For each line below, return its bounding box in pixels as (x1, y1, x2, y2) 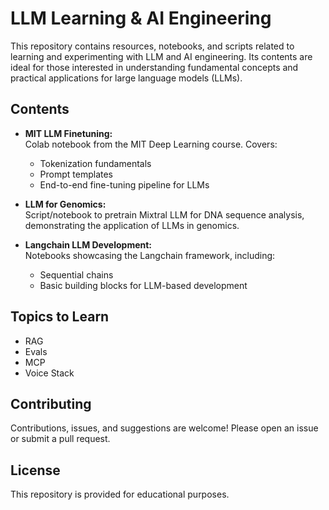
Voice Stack (24, 367, 75, 379)
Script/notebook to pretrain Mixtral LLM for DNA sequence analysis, (24, 208, 305, 221)
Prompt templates (39, 168, 114, 180)
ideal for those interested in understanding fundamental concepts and (10, 61, 299, 73)
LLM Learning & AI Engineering (10, 7, 272, 30)
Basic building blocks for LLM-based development (39, 279, 248, 291)
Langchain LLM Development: (24, 238, 153, 251)
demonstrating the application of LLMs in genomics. (24, 219, 240, 231)
